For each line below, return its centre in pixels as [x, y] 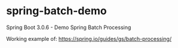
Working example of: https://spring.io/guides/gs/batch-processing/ [89, 39]
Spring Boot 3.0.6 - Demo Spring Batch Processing [69, 27]
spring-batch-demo [56, 11]
